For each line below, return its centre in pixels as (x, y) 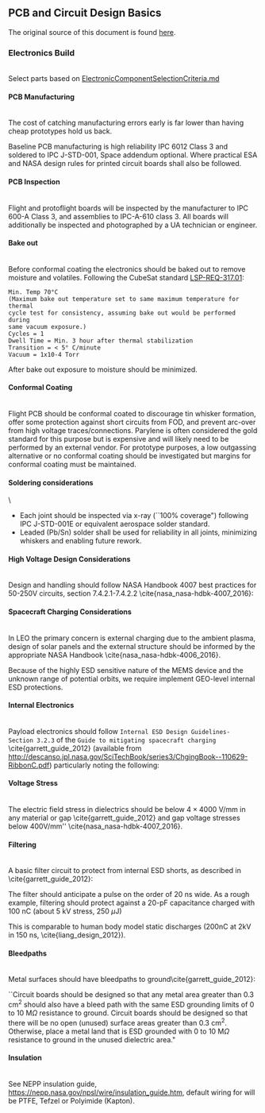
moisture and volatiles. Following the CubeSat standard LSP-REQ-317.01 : (126, 277)
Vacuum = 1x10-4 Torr (44, 354)
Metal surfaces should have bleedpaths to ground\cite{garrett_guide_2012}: (132, 980)
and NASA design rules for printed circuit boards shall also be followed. (125, 164)
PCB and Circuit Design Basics (85, 13)
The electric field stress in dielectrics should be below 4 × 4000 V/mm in (127, 809)
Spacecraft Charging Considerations (70, 612)
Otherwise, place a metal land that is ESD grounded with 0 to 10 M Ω (119, 1031)
